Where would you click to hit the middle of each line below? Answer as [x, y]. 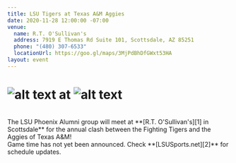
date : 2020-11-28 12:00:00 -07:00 [58, 20]
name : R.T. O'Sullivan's [50, 34]
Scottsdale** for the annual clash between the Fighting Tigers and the [109, 129]
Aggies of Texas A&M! [40, 137]
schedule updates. [34, 152]
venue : [17, 27]
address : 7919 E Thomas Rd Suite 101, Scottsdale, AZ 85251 [104, 40]
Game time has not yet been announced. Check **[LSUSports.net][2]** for [118, 144]
